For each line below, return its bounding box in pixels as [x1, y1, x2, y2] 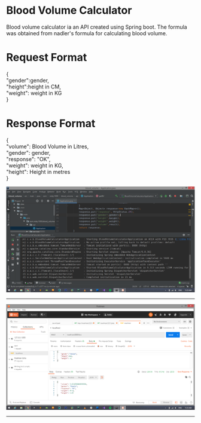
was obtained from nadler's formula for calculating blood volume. [6, 29, 167, 36]
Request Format [6, 51, 87, 65]
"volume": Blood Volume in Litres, [6, 143, 89, 150]
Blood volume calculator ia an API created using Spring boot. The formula [6, 23, 187, 30]
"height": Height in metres [6, 168, 71, 175]
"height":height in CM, [6, 83, 62, 90]
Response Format [6, 117, 96, 130]
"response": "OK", [6, 155, 51, 163]
